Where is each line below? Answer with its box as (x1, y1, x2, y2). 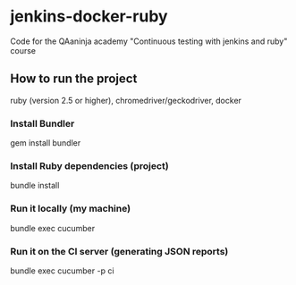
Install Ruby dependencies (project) (10, 159, 169, 172)
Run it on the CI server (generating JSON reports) (10, 245, 229, 257)
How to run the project (10, 71, 138, 87)
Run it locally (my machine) (10, 203, 131, 215)
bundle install (10, 180, 60, 191)
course (10, 45, 37, 55)
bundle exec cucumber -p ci (10, 265, 114, 276)
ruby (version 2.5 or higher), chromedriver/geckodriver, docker (10, 95, 242, 105)
